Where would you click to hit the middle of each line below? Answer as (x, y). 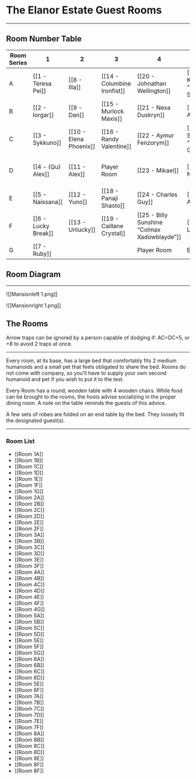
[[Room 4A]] (29, 572)
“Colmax (149, 230)
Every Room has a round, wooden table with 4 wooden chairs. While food (94, 391)
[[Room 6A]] (29, 659)
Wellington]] (154, 91)
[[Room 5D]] (29, 634)
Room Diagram (34, 274)
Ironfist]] (113, 91)
